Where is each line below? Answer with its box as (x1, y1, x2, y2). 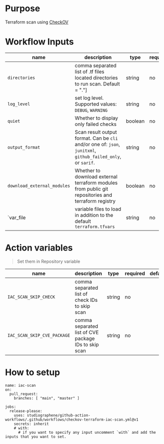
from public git (75, 185, 108, 192)
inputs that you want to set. (5, 434, 67, 439)
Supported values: (75, 101, 117, 107)
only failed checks (75, 121, 117, 127)
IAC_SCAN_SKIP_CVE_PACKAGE (7, 333, 70, 338)
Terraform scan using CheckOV (5, 19, 69, 25)
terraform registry (75, 197, 116, 204)
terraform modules (75, 179, 118, 186)
